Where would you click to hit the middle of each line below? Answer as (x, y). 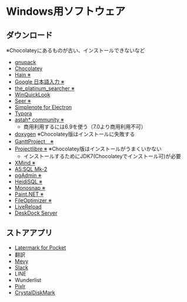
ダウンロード (29, 35)
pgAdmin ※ (28, 175)
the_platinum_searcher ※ (44, 88)
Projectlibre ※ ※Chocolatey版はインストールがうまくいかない (88, 149)
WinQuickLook (32, 95)
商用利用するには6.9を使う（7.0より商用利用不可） (85, 127)
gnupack (25, 62)
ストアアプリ (29, 233)
